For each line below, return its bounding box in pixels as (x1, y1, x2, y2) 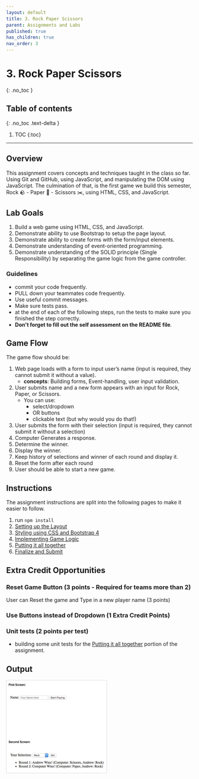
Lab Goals (6, 208, 44, 218)
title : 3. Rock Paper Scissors (6, 15, 84, 22)
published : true (6, 28, 46, 34)
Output (6, 664, 33, 674)
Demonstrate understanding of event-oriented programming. (14, 243, 163, 250)
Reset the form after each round (14, 459, 93, 467)
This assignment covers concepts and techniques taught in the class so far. (6, 169, 191, 176)
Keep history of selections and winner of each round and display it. (14, 453, 179, 461)
